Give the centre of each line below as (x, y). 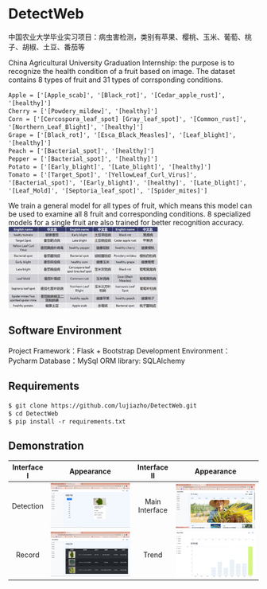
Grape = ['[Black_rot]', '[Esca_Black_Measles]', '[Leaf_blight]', (122, 135)
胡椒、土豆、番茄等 (53, 47)
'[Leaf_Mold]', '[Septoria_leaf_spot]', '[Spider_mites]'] (108, 191)
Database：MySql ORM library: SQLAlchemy (112, 361)
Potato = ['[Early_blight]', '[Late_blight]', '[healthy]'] (110, 167)
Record (27, 555)
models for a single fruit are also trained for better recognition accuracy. (126, 222)
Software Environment (65, 331)
